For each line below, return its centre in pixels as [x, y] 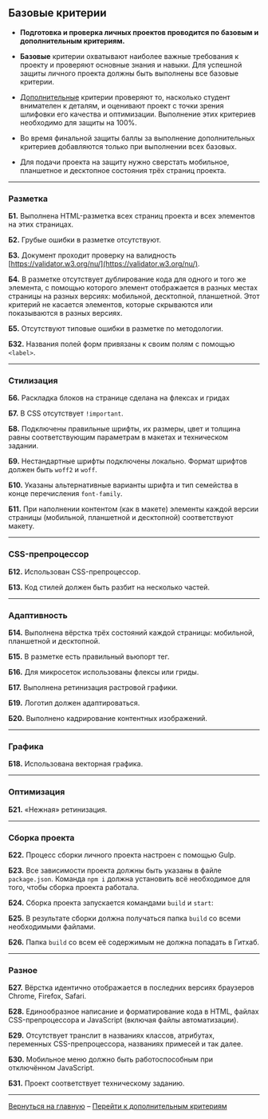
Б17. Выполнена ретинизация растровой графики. [93, 688]
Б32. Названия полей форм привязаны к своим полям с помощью [122, 344]
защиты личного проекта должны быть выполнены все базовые [129, 73]
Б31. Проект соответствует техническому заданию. [97, 1083]
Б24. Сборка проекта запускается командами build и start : [111, 902]
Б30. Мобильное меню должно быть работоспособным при [111, 1059]
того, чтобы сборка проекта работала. [74, 887]
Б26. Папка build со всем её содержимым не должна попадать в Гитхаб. [134, 942]
